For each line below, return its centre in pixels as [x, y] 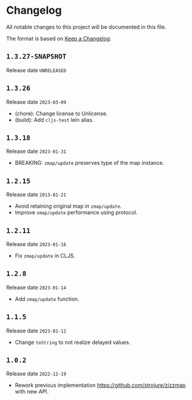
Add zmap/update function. [47, 299]
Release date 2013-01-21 [36, 195]
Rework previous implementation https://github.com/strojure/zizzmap [100, 385]
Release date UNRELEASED [36, 70]
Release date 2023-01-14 [36, 287]
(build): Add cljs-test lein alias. [54, 119]
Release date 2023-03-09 [36, 101]
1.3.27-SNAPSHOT [36, 56]
